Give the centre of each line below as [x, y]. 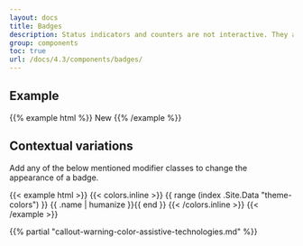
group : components [44, 43]
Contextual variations [71, 146]
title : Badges [36, 26]
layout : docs [34, 18]
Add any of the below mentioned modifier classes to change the [129, 168]
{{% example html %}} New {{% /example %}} [96, 117]
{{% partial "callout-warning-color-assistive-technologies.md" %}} [133, 232]
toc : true [28, 51]
